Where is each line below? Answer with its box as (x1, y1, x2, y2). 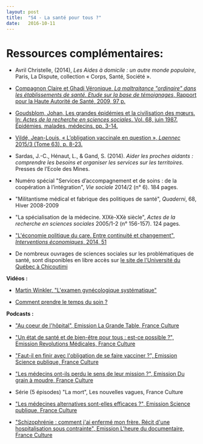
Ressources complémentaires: (6, 46, 164, 60)
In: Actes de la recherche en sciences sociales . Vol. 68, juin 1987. (15, 116, 178, 123)
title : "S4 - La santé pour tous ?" (6, 15, 102, 21)
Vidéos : (6, 275, 28, 282)
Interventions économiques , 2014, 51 (15, 238, 107, 246)
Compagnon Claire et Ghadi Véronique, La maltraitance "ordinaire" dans (15, 85, 197, 92)
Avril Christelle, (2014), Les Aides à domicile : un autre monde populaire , (15, 66, 196, 74)
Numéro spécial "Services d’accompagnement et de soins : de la (15, 177, 177, 184)
